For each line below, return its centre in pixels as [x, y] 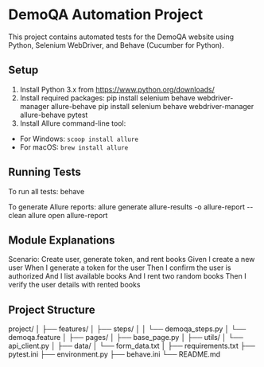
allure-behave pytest [54, 115]
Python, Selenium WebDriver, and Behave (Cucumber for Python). [116, 45]
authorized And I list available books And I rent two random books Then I [127, 276]
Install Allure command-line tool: [73, 123]
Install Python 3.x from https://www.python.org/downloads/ [117, 89]
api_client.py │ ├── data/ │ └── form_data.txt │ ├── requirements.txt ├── [132, 346]
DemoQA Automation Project [106, 15]
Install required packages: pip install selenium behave [108, 98]
